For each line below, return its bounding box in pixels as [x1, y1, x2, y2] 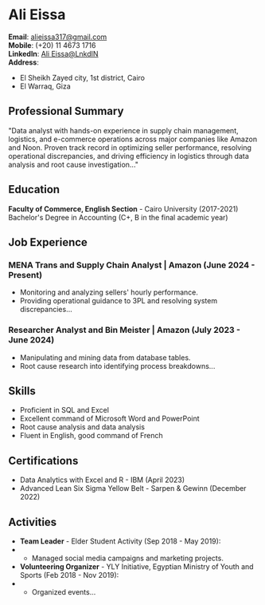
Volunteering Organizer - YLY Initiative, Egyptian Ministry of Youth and [19, 561, 254, 571]
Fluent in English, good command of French [19, 431, 163, 441]
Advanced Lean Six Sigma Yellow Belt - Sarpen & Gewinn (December [19, 484, 247, 493]
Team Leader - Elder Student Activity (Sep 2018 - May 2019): [19, 536, 221, 546]
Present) [8, 269, 42, 280]
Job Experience [8, 235, 88, 249]
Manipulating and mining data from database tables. [19, 353, 191, 362]
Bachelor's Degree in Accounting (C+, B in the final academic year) [8, 212, 228, 222]
